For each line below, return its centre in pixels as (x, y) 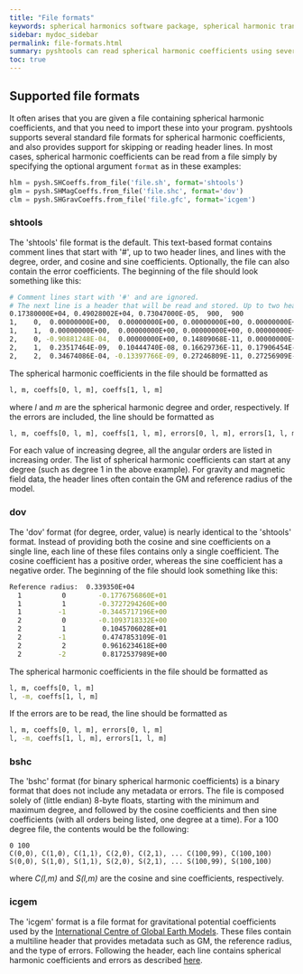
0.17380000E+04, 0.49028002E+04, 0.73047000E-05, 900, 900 (127, 314)
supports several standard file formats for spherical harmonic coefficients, (147, 137)
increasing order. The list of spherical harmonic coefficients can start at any (150, 460)
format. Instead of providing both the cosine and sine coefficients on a (140, 541)
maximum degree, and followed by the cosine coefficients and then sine (143, 810)
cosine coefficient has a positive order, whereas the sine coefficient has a (146, 560)
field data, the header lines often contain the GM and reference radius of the (151, 479)
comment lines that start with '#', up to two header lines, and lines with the (147, 252)
